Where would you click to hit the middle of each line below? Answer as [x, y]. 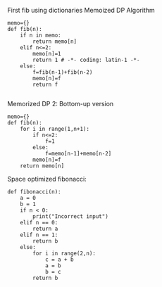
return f [45, 84]
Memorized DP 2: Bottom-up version [61, 104]
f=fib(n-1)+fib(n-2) [63, 72]
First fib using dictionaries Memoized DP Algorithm [81, 10]
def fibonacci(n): [34, 192]
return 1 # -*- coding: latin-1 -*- [86, 60]
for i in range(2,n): [64, 253]
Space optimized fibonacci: [47, 179]
